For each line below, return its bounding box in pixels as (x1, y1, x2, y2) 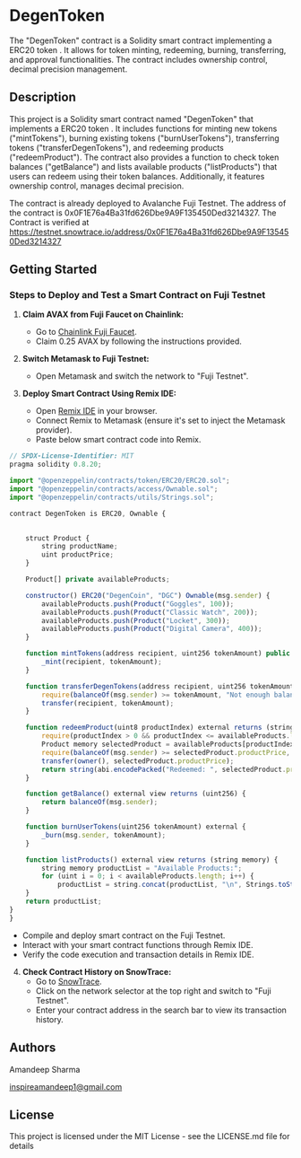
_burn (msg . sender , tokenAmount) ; (41, 830, 167, 839)
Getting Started (9, 262, 98, 277)
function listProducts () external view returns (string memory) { (25, 855, 279, 864)
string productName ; (41, 542, 118, 551)
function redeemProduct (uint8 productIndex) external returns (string (25, 724, 295, 733)
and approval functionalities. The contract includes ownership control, (9, 54, 268, 65)
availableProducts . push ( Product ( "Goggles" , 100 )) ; (41, 599, 235, 609)
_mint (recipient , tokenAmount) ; (41, 657, 163, 667)
